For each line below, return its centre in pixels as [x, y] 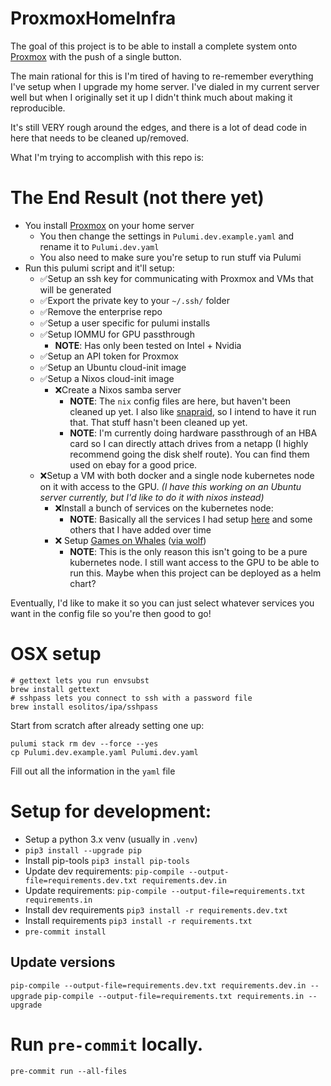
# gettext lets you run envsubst [80, 680]
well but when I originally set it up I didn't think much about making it [151, 97]
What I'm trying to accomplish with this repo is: [107, 157]
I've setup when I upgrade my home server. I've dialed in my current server [165, 86]
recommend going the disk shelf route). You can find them [189, 454]
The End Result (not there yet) [137, 198]
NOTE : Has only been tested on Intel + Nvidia [148, 345]
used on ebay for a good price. [133, 464]
